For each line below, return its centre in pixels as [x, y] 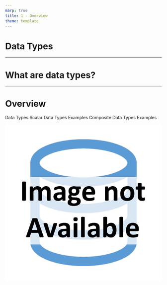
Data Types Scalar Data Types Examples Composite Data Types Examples [81, 118]
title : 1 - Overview [27, 16]
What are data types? [50, 75]
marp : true [16, 10]
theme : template [22, 21]
